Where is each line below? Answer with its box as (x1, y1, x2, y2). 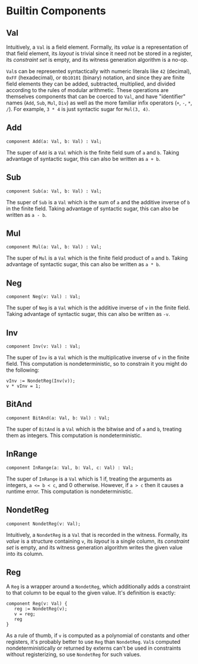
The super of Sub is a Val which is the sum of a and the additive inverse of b (6, 198, 190, 205)
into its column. (6, 550, 44, 557)
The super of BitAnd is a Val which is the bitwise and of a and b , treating (6, 425, 182, 432)
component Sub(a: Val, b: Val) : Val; (6, 188, 102, 194)
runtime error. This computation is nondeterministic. (6, 488, 133, 495)
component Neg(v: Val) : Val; (6, 294, 81, 300)
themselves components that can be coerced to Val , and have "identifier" (6, 93, 186, 100)
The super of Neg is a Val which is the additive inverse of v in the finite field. (6, 304, 190, 311)
